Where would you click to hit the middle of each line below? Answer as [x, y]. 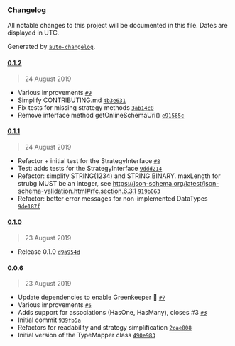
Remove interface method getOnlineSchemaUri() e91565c [101, 115]
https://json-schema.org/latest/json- [166, 183]
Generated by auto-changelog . [51, 47]
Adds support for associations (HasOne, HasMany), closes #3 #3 [112, 313]
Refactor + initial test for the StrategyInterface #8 [89, 160]
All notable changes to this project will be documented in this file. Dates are [118, 26]
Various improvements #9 [55, 92]
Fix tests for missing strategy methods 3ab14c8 [86, 107]
